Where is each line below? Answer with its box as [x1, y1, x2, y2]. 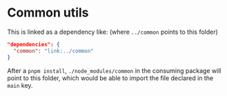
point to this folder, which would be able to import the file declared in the [7, 74, 214, 82]
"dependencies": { [7, 41, 60, 48]
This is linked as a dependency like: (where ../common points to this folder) [7, 28, 219, 36]
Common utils [7, 5, 89, 21]
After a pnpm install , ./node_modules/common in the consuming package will [7, 66, 221, 75]
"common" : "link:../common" [13, 47, 95, 55]
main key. [7, 81, 33, 89]
